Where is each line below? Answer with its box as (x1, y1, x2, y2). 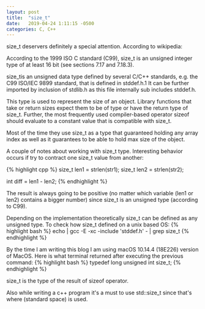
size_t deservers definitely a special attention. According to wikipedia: (6, 43, 182, 50)
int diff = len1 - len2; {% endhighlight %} (6, 178, 108, 185)
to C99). (6, 203, 28, 210)
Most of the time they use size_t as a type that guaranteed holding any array (6, 129, 199, 136)
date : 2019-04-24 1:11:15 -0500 (6, 20, 95, 26)
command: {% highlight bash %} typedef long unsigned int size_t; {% (6, 259, 182, 266)
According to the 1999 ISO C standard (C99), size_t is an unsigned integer (6, 54, 193, 62)
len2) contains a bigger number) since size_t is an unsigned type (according (6, 196, 198, 204)
